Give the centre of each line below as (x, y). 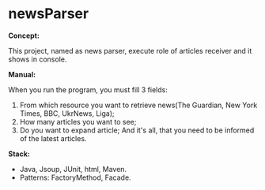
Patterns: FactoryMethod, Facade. (76, 177)
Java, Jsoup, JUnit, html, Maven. (73, 169)
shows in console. (38, 59)
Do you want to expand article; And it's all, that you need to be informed (137, 130)
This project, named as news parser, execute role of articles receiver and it (130, 50)
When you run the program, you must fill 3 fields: (88, 89)
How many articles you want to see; (78, 121)
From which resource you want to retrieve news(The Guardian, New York (138, 105)
